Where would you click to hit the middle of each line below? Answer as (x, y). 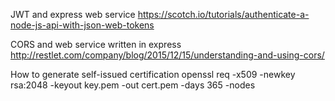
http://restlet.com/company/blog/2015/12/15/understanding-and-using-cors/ (167, 55)
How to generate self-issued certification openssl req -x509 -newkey (153, 74)
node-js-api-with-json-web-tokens (82, 25)
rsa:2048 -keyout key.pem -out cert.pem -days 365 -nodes (133, 85)
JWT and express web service (73, 14)
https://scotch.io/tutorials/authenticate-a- (223, 14)
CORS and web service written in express (96, 44)
